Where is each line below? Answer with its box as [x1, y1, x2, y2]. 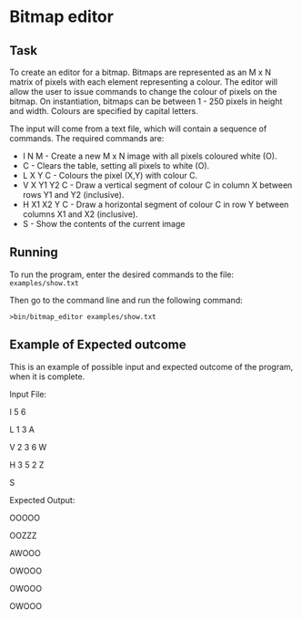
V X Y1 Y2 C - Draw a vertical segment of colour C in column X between [22, 180, 293, 191]
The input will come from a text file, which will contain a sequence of [9, 123, 267, 134]
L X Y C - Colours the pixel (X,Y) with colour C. [22, 170, 198, 181]
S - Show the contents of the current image [22, 219, 186, 229]
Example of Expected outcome [9, 337, 186, 353]
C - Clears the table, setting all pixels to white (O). [22, 160, 210, 170]
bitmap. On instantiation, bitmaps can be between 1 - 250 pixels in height [9, 96, 283, 107]
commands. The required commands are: [9, 133, 165, 143]
